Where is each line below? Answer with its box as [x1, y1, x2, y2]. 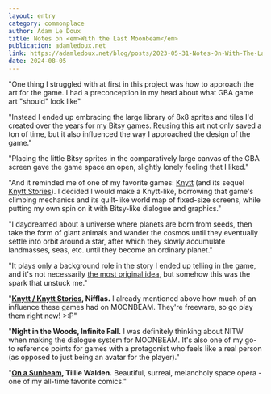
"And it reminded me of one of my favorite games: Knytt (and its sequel [8, 177, 244, 187]
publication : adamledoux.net [8, 42, 106, 50]
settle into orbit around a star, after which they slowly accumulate [8, 236, 226, 246]
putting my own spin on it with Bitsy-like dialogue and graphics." [8, 203, 222, 213]
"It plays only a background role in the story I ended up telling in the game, [8, 261, 256, 270]
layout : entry [8, 11, 56, 20]
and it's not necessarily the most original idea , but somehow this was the [8, 269, 251, 279]
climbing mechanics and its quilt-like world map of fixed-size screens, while [8, 195, 261, 205]
